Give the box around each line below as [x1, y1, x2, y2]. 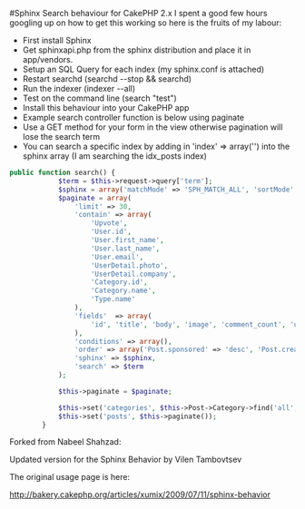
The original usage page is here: [9, 472, 130, 483]
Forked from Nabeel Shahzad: [9, 436, 122, 447]
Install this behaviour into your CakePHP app [22, 103, 190, 113]
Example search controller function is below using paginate [22, 113, 245, 122]
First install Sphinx [22, 35, 93, 45]
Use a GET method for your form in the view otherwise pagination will [22, 122, 283, 132]
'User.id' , [90, 227, 132, 237]
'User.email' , [90, 252, 144, 261]
